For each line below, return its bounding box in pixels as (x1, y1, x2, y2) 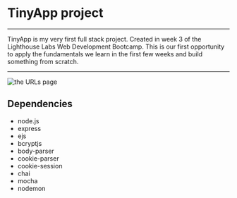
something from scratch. (7, 57, 79, 66)
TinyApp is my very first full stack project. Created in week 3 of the (7, 35, 202, 43)
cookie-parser (17, 154, 59, 163)
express (17, 124, 41, 132)
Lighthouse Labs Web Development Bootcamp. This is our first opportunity (7, 42, 225, 51)
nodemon (17, 184, 46, 192)
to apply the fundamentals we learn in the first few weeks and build (7, 49, 203, 58)
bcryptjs (17, 139, 42, 147)
